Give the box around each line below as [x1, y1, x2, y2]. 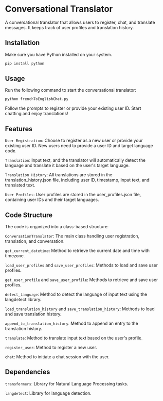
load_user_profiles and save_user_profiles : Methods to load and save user [5, 262, 158, 268]
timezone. [5, 252, 25, 258]
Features [5, 125, 33, 133]
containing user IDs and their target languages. [5, 197, 99, 202]
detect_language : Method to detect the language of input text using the [5, 291, 147, 297]
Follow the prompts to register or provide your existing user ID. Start [5, 105, 141, 111]
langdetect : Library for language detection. [5, 390, 91, 396]
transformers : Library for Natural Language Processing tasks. [5, 381, 128, 386]
